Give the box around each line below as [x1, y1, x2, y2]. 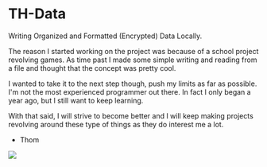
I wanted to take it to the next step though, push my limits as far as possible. [8, 79, 257, 88]
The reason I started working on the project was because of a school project [8, 46, 259, 56]
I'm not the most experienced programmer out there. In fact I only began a [8, 87, 252, 96]
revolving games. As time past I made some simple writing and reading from [8, 55, 257, 64]
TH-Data [8, 5, 66, 23]
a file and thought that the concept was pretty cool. [8, 63, 176, 72]
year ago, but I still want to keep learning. [8, 95, 144, 105]
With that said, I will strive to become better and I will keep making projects [8, 111, 254, 120]
